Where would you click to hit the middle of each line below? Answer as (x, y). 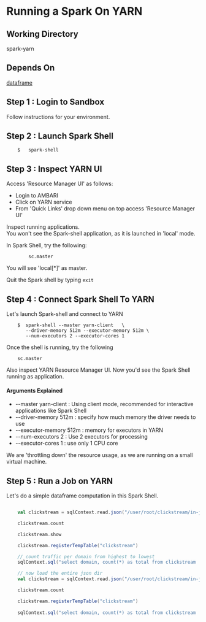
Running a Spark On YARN (74, 11)
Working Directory (42, 34)
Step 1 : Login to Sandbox (55, 102)
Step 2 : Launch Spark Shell (60, 136)
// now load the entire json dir (60, 574)
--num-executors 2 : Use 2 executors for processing (82, 437)
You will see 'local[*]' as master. (47, 268)
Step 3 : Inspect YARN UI (54, 169)
